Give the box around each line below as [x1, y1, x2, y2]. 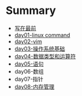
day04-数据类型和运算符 [14, 52, 77, 60]
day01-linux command [14, 31, 70, 38]
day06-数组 [14, 67, 44, 75]
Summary [5, 4, 56, 18]
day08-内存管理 [14, 83, 55, 90]
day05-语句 [14, 60, 44, 67]
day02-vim [14, 38, 43, 45]
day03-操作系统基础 [14, 45, 65, 52]
